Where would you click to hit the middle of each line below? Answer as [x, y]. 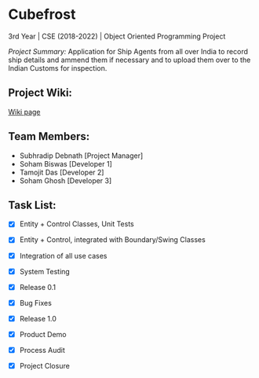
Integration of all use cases [63, 255]
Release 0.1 [38, 287]
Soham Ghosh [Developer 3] [66, 180]
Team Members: [49, 136]
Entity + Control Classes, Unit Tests [77, 224]
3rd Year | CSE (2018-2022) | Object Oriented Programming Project [117, 36]
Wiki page [24, 112]
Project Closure [45, 365]
